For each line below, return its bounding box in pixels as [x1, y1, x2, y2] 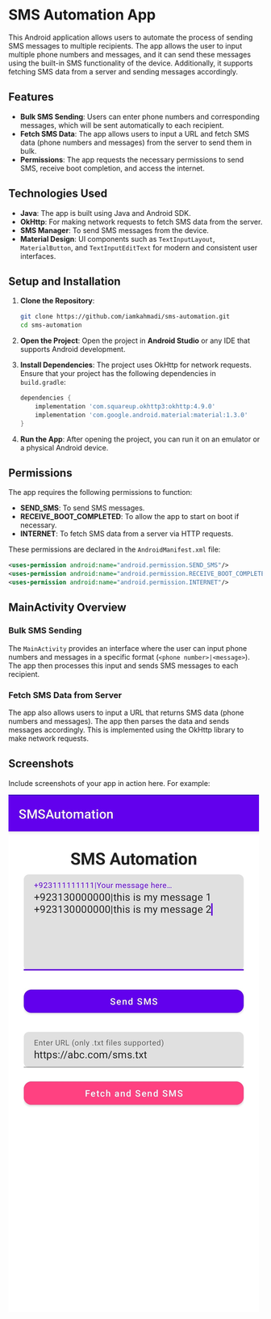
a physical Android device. [19, 442, 109, 452]
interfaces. [19, 251, 56, 260]
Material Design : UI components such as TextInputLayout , [19, 234, 215, 243]
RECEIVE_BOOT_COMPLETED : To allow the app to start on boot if [19, 512, 240, 522]
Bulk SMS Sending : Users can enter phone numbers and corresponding [19, 112, 261, 121]
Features [8, 91, 54, 104]
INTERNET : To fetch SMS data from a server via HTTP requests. [19, 529, 234, 539]
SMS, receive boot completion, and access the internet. [19, 163, 206, 173]
